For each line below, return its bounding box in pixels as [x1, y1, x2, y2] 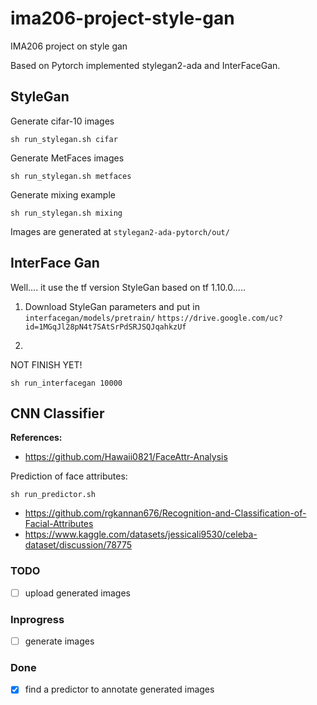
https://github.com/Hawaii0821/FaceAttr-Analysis [24, 451, 228, 463]
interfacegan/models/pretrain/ [24, 313, 156, 323]
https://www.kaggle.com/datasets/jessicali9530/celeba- [24, 528, 258, 541]
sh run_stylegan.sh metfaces [10, 171, 132, 181]
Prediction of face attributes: [10, 470, 128, 482]
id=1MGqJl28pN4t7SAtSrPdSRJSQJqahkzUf [24, 322, 187, 332]
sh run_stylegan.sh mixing [10, 208, 123, 218]
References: [10, 432, 63, 444]
